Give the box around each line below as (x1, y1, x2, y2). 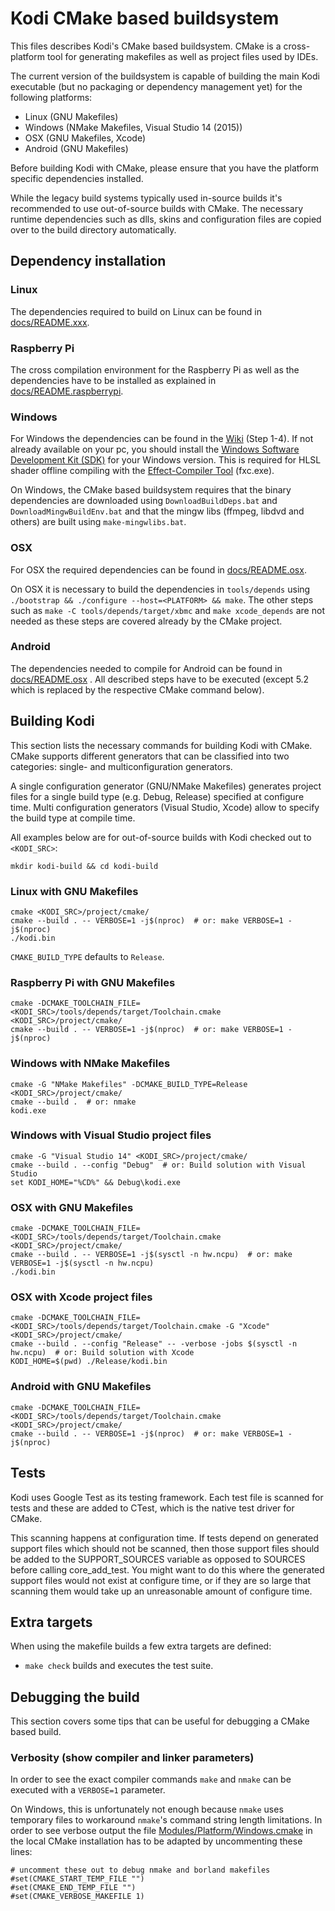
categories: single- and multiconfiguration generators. (10, 760, 233, 772)
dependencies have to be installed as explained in (10, 374, 217, 386)
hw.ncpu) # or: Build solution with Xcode (10, 1348, 195, 1358)
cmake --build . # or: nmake (10, 1097, 137, 1107)
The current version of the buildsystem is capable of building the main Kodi (10, 70, 320, 82)
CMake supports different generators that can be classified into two (10, 750, 290, 762)
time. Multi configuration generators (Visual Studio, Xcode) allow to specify (10, 801, 320, 813)
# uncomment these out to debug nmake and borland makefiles (10, 1865, 271, 1876)
